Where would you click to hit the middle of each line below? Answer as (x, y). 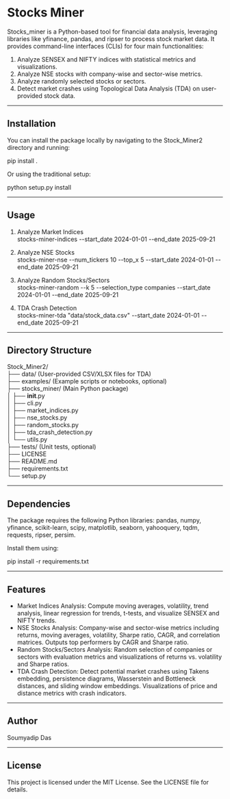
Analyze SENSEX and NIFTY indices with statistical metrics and (106, 59)
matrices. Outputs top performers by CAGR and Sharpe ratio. (103, 642)
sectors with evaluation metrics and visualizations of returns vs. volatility (119, 657)
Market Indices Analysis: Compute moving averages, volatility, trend (113, 606)
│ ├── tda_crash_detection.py (50, 432)
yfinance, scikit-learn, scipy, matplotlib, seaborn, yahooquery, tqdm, (103, 528)
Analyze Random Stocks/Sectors (63, 280)
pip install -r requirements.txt (48, 561)
